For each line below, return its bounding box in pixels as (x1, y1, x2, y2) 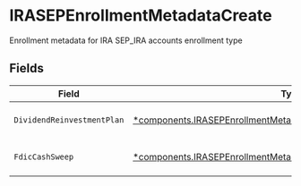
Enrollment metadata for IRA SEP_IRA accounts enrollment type (9, 35, 244, 46)
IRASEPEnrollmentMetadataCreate (9, 5, 272, 26)
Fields (9, 61, 45, 76)
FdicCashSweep (13, 151, 74, 162)
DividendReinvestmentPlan (13, 114, 125, 125)
